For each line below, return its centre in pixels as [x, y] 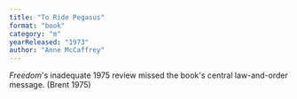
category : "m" [35, 34]
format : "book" [37, 26]
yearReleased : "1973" [49, 42]
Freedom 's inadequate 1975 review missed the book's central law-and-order [148, 75]
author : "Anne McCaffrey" [57, 50]
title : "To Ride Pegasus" [57, 17]
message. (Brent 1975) [50, 85]
